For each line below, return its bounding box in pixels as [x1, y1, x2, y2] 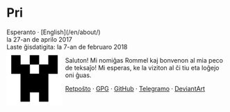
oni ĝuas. [65, 71, 92, 79]
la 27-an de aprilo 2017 [6, 35, 72, 43]
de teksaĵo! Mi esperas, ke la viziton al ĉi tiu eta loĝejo [65, 63, 220, 72]
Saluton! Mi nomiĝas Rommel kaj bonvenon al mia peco [65, 56, 224, 64]
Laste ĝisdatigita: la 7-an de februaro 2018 [6, 42, 128, 51]
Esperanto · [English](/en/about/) [6, 28, 101, 36]
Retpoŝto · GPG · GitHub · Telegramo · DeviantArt [65, 84, 206, 93]
